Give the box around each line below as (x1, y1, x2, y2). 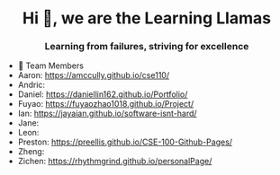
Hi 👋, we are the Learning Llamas (22, 8, 272, 29)
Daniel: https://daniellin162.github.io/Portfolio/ (17, 89, 188, 100)
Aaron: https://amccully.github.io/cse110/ (17, 70, 169, 81)
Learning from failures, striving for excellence (44, 40, 249, 53)
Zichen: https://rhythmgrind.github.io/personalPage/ (17, 156, 212, 167)
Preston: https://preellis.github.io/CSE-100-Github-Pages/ (17, 136, 232, 147)
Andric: (17, 80, 46, 91)
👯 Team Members (17, 60, 84, 71)
